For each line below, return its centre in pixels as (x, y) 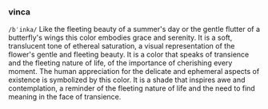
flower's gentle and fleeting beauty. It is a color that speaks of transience (129, 55)
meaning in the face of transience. (65, 97)
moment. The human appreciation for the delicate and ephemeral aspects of (134, 72)
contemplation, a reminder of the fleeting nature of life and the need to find (132, 88)
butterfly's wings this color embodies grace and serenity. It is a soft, (120, 37)
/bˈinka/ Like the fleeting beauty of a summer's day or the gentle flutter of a (134, 29)
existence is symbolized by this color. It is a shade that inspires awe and (127, 80)
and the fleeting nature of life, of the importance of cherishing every (120, 63)
